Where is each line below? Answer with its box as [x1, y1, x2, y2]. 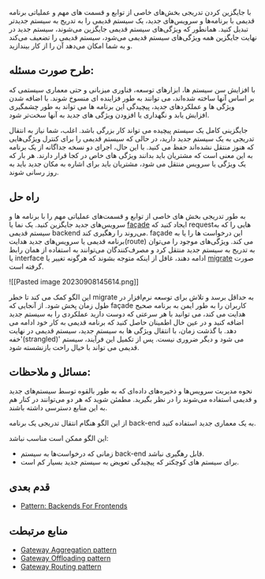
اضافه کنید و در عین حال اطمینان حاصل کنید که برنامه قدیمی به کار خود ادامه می [9, 317, 244, 327]
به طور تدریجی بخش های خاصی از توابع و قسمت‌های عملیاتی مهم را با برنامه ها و [9, 211, 246, 220]
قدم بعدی [9, 480, 50, 494]
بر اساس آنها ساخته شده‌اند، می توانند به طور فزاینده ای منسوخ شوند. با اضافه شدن [9, 93, 255, 103]
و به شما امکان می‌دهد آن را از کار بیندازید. [9, 41, 133, 51]
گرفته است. [9, 261, 44, 271]
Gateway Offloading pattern [20, 554, 111, 563]
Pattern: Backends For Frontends [20, 502, 128, 511]
